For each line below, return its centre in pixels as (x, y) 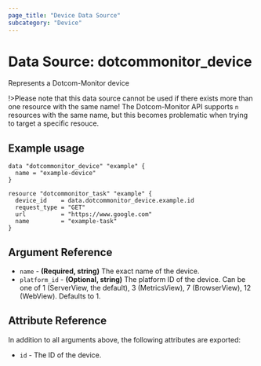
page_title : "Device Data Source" (65, 15)
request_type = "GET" (51, 208)
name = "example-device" (56, 174)
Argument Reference (60, 252)
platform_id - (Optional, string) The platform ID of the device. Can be (132, 280)
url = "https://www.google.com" (84, 214)
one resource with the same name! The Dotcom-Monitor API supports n (123, 107)
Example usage (46, 148)
